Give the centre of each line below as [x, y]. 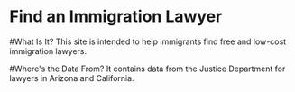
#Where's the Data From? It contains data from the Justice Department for [147, 69]
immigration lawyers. [48, 51]
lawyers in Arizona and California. [72, 78]
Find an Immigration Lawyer [116, 17]
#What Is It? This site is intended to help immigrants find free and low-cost [148, 41]
